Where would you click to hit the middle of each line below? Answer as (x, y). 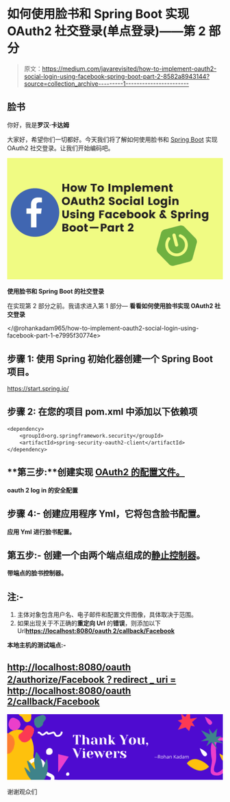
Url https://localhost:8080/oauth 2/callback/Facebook (96, 631)
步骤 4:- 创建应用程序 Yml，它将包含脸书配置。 (106, 514)
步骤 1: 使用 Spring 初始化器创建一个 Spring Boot (110, 358)
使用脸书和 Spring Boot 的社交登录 (56, 292)
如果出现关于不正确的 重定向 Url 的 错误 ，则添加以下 (89, 623)
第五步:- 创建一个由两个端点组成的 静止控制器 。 (106, 555)
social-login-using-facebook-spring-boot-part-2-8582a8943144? (117, 76)
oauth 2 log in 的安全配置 (43, 490)
